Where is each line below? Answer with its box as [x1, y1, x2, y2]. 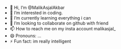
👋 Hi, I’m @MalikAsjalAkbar [9, 5, 65, 10]
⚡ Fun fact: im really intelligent [9, 38, 71, 44]
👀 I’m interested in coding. [9, 10, 63, 16]
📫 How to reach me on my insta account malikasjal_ [9, 26, 116, 31]
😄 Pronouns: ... [9, 33, 42, 39]
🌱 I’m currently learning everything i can [9, 15, 91, 21]
